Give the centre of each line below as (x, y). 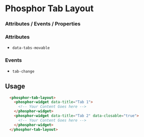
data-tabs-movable (31, 48)
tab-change (23, 71)
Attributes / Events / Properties (43, 24)
